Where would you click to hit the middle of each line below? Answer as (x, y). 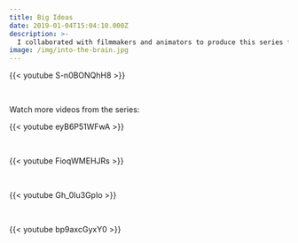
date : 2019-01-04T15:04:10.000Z (69, 26)
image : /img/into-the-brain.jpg (69, 50)
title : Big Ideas (41, 17)
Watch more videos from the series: (74, 110)
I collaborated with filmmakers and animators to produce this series (150, 42)
